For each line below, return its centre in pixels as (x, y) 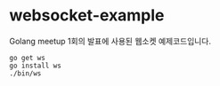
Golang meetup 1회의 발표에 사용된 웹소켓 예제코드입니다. (110, 41)
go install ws (36, 66)
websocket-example (87, 16)
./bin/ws (25, 73)
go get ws (28, 58)
